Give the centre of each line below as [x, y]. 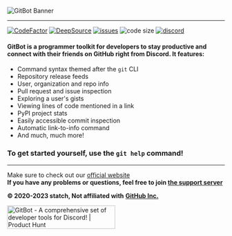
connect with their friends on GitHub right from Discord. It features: [106, 54]
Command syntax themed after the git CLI [78, 69]
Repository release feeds [52, 77]
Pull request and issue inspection [64, 91]
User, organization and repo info [63, 84]
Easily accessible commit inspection [69, 120]
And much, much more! [50, 136]
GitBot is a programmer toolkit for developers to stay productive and [107, 46]
